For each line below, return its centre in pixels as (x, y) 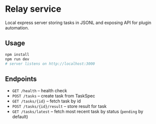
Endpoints (21, 79)
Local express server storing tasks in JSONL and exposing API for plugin (78, 23)
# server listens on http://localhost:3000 (50, 64)
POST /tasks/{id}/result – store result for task (59, 106)
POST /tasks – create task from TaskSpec (54, 96)
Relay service (33, 9)
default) (20, 117)
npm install (17, 54)
